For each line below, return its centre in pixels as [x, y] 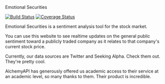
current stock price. [25, 46]
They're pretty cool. [25, 61]
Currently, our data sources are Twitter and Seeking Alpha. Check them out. [83, 56]
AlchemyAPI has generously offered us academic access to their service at [82, 71]
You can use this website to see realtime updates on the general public [78, 36]
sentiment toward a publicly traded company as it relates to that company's [82, 41]
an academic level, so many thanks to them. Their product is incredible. [78, 76]
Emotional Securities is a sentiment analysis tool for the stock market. [76, 26]
